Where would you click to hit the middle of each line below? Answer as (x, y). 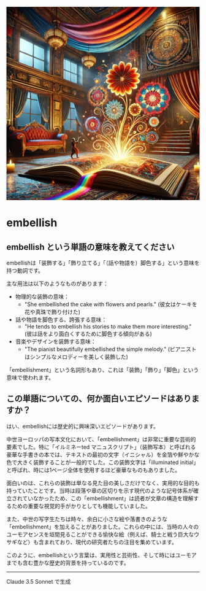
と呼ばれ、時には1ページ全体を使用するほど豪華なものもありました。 (93, 469)
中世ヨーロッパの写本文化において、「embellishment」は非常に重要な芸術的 (101, 439)
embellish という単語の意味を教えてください (90, 247)
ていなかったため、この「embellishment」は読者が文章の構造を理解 (108, 498)
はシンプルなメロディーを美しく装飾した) (76, 357)
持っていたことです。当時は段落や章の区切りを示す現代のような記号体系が (100, 490)
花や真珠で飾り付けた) (52, 312)
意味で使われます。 (30, 377)
